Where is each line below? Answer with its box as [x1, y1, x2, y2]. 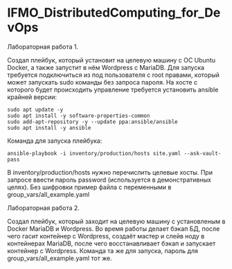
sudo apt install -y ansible [7, 124, 91, 131]
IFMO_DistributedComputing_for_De [7, 5, 221, 21]
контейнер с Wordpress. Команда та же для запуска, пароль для [7, 246, 199, 254]
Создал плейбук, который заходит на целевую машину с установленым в [7, 217, 226, 225]
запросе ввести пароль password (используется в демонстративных [7, 175, 211, 184]
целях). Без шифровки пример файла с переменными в [7, 182, 172, 191]
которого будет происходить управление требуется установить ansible [7, 85, 219, 94]
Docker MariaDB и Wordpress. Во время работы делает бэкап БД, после [7, 224, 220, 233]
